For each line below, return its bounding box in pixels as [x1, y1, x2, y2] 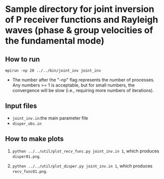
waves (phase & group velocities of [5, 25, 153, 36]
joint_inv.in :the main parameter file [12, 115, 88, 121]
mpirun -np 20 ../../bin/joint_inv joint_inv [5, 68, 101, 73]
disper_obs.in [12, 121, 42, 126]
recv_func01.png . [12, 168, 48, 174]
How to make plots [5, 135, 64, 143]
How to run [5, 55, 40, 63]
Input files [5, 102, 37, 110]
